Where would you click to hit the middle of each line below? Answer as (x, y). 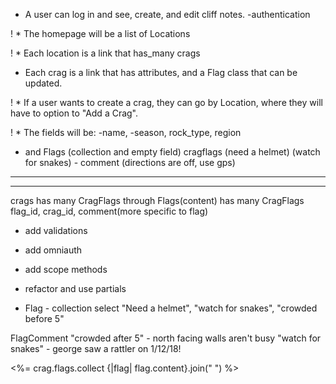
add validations (56, 230)
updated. (43, 83)
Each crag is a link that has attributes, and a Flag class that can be (161, 72)
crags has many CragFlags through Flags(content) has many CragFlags (157, 200)
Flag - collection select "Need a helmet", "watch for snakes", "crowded (171, 308)
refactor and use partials (75, 288)
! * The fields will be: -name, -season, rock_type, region (126, 132)
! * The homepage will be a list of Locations (100, 33)
